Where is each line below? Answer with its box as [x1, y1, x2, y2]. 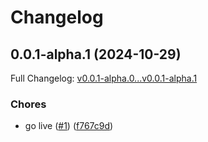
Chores [10, 97, 47, 111]
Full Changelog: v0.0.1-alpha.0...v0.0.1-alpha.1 [10, 72, 198, 84]
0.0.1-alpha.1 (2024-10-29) [10, 46, 182, 63]
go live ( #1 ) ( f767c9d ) [24, 120, 114, 132]
